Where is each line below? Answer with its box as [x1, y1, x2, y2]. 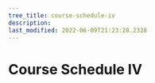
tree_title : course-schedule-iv [8, 11, 115, 20]
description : [8, 19, 52, 27]
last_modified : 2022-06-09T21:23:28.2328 [8, 26, 148, 34]
